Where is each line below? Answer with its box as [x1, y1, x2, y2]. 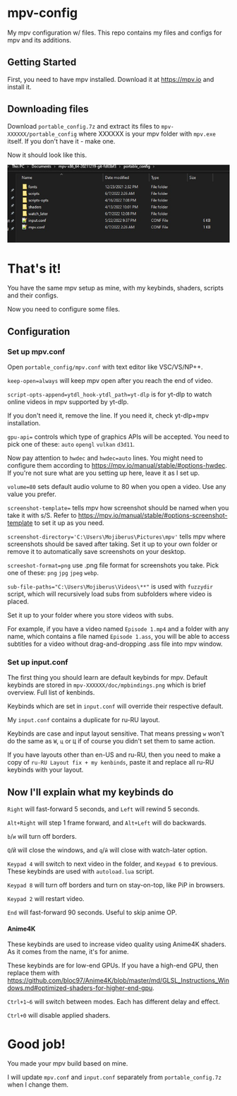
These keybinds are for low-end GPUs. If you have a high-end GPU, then [7, 961, 219, 970]
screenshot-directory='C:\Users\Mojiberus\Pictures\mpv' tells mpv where [7, 532, 226, 541]
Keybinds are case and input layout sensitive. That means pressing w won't [7, 729, 224, 738]
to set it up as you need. [34, 519, 104, 527]
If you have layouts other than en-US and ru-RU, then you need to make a [7, 750, 221, 759]
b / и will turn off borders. [7, 832, 78, 841]
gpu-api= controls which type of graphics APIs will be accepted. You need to [7, 432, 229, 441]
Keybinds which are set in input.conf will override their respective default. [7, 702, 224, 711]
